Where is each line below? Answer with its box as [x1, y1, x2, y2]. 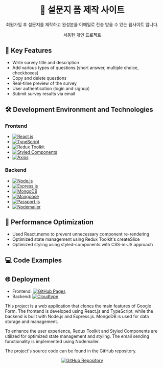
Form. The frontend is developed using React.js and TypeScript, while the [5, 308, 153, 314]
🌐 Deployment [5, 275, 50, 284]
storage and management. [5, 319, 59, 324]
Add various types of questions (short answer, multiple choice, [12, 65, 139, 70]
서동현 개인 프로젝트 [63, 32, 101, 38]
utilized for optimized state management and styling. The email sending [5, 333, 149, 339]
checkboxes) [12, 69, 39, 76]
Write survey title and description [12, 59, 79, 65]
